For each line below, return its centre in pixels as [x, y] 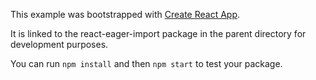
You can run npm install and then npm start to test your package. [146, 63]
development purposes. [59, 44]
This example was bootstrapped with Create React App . [125, 14]
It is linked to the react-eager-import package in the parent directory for [158, 33]
